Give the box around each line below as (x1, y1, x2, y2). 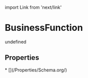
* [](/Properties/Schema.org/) (5, 67, 68, 73)
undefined (5, 38, 27, 45)
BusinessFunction (5, 22, 83, 33)
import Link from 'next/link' (5, 5, 62, 10)
